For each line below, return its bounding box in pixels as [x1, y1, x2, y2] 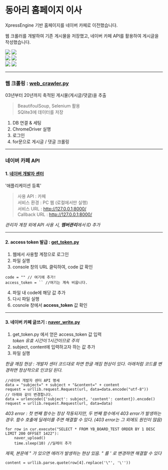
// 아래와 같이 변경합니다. [5, 392, 53, 397]
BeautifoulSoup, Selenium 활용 [17, 103, 80, 109]
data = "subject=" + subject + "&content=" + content [5, 382, 120, 387]
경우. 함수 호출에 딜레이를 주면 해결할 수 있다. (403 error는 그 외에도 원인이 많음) [5, 416, 162, 422]
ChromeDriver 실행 [12, 126, 51, 132]
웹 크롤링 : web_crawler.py [5, 80, 69, 87]
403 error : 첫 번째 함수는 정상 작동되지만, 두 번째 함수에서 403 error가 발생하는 [5, 410, 161, 416]
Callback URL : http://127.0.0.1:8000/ [17, 211, 92, 217]
